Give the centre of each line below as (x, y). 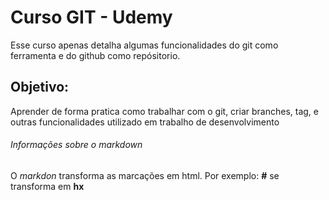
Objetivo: (40, 87)
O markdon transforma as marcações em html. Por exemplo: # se (145, 175)
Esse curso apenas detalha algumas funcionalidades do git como (144, 45)
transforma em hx (47, 186)
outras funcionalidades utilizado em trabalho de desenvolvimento (145, 122)
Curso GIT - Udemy (91, 17)
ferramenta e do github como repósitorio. (95, 55)
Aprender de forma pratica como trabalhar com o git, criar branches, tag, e (164, 111)
